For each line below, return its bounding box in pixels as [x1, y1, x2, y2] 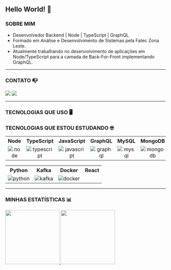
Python [10, 167, 28, 174]
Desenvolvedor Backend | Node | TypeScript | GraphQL [12, 32, 129, 38]
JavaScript [58, 138, 85, 145]
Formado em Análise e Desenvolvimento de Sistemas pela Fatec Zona [12, 37, 159, 43]
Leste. [12, 43, 26, 49]
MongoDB [140, 138, 165, 145]
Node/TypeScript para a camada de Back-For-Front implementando [12, 53, 155, 60]
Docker [60, 167, 78, 174]
